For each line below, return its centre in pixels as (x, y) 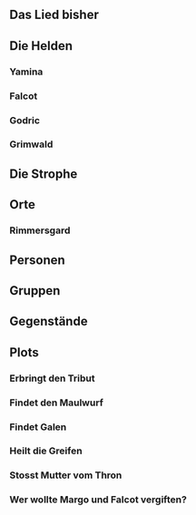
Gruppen (35, 291)
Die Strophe (44, 174)
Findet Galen (38, 427)
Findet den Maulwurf (57, 403)
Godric (25, 120)
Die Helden (41, 46)
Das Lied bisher (54, 15)
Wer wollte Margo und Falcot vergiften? (98, 500)
